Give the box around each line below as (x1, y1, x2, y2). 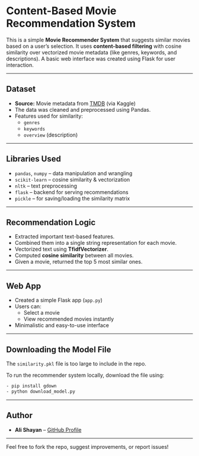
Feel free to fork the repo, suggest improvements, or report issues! (6, 443, 169, 450)
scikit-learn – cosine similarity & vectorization (14, 176, 130, 183)
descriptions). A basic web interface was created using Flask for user (6, 55, 176, 62)
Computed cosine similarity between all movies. (14, 252, 134, 259)
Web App (6, 281, 41, 291)
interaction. (6, 61, 34, 69)
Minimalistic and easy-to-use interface (14, 322, 110, 329)
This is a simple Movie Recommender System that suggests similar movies (6, 36, 191, 43)
